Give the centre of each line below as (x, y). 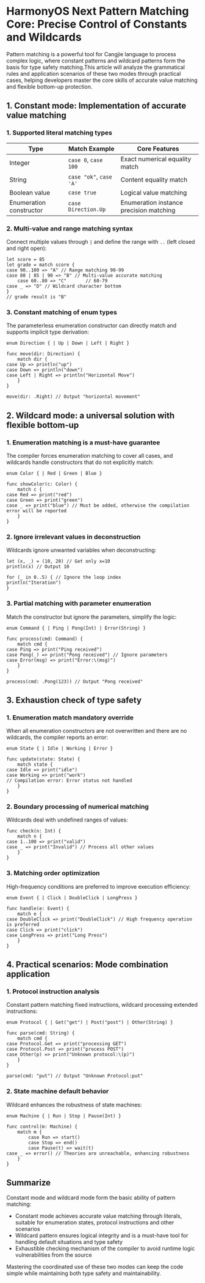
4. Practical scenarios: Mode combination (87, 965)
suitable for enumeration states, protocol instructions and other (95, 1222)
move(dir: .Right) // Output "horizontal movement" (73, 397)
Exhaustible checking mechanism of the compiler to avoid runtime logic (105, 1248)
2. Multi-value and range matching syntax (70, 229)
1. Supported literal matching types (59, 133)
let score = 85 (26, 259)
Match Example (91, 149)
